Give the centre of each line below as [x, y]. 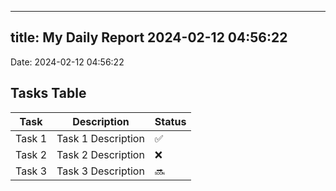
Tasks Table [48, 93]
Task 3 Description [100, 171]
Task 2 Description [100, 154]
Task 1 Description [100, 138]
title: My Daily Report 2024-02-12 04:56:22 [149, 37]
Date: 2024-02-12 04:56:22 [67, 62]
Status [170, 121]
